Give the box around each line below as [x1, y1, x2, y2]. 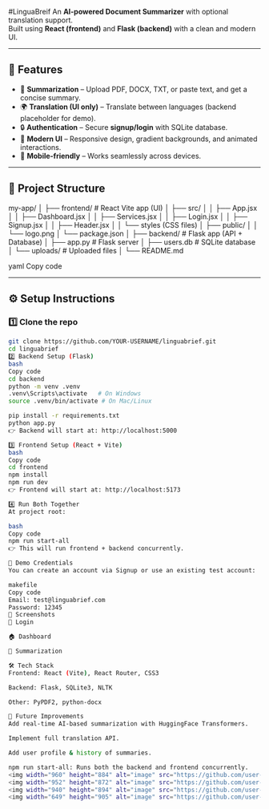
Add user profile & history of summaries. [8, 749, 152, 757]
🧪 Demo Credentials [8, 559, 74, 568]
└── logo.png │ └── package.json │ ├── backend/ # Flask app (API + [8, 229, 243, 238]
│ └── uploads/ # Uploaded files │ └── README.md [8, 245, 184, 255]
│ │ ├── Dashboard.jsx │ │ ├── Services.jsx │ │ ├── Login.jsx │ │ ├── [8, 212, 248, 221]
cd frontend [8, 463, 48, 471]
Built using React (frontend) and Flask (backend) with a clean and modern [8, 24, 256, 33]
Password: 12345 [8, 603, 62, 612]
